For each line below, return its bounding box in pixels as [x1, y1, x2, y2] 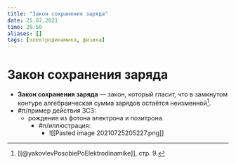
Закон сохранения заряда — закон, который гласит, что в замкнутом [17, 90, 228, 99]
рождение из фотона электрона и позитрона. [27, 113, 164, 122]
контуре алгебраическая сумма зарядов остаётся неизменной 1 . [17, 98, 211, 107]
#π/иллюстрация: [38, 121, 91, 130]
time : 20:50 [7, 23, 42, 30]
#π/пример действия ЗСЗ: [17, 106, 96, 115]
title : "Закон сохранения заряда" [7, 10, 109, 18]
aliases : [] [7, 30, 42, 37]
